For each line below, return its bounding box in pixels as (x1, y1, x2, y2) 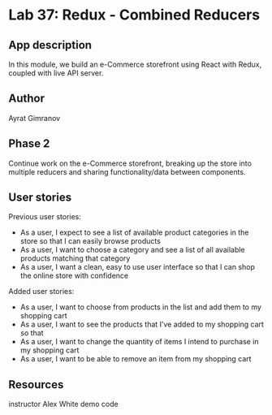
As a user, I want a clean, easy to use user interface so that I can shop (19, 262, 256, 272)
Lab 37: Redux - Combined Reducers (8, 6, 261, 24)
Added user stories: (8, 287, 75, 296)
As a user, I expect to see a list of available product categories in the (19, 227, 249, 237)
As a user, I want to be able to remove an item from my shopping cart (19, 354, 252, 364)
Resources (8, 378, 64, 391)
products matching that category (19, 253, 131, 263)
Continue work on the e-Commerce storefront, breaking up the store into (8, 158, 252, 168)
